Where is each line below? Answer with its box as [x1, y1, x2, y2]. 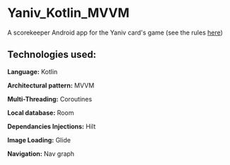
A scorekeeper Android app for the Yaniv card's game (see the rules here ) [7, 28, 223, 37]
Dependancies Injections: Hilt [7, 122, 96, 130]
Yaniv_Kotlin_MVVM [7, 5, 130, 21]
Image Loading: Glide [7, 135, 71, 144]
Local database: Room [7, 108, 74, 117]
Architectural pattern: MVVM [7, 81, 95, 90]
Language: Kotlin [7, 67, 58, 75]
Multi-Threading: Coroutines [7, 94, 93, 103]
